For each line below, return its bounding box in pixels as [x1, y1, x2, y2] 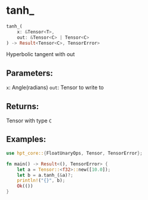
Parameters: [6, 68, 53, 78]
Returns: [6, 101, 39, 111]
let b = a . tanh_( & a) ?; [17, 172, 73, 178]
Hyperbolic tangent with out [6, 51, 75, 58]
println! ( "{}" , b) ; [17, 177, 66, 184]
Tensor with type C [6, 117, 52, 124]
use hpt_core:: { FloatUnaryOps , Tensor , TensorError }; [6, 150, 143, 156]
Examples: [6, 134, 47, 144]
